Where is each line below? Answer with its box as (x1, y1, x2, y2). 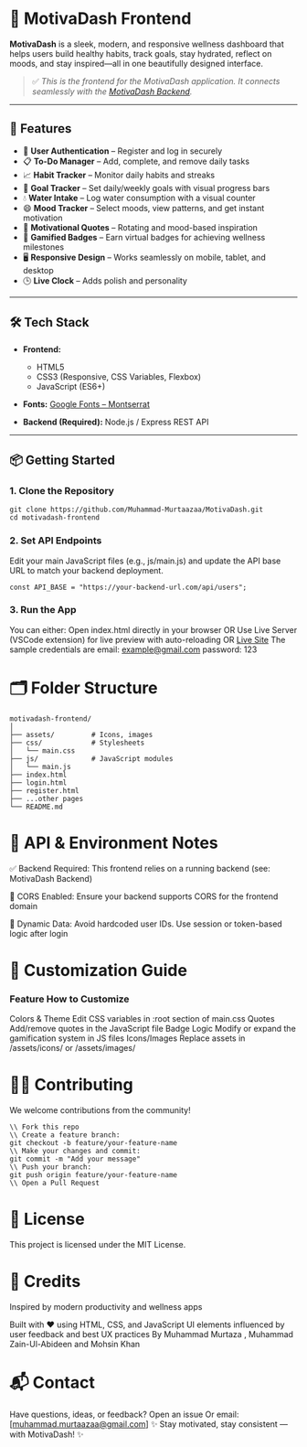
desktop (22, 264, 55, 275)
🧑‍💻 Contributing (9, 1075, 134, 1096)
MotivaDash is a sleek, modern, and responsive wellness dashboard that (9, 38, 285, 49)
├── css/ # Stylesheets (9, 738, 145, 747)
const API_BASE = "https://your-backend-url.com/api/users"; (9, 583, 248, 592)
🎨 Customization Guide (9, 959, 187, 981)
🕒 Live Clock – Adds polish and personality (22, 274, 187, 286)
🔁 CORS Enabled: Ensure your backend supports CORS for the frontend (9, 891, 279, 902)
